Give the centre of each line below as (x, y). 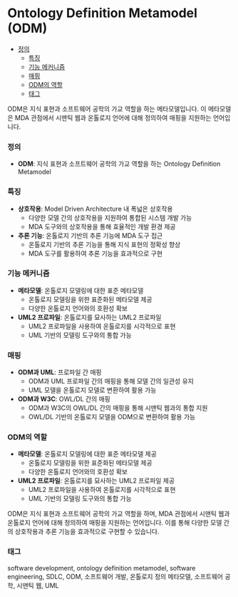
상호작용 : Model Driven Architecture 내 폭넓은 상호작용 (95, 209)
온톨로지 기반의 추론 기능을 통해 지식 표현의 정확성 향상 (104, 244)
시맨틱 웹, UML (38, 585)
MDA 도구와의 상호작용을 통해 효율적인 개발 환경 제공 (102, 226)
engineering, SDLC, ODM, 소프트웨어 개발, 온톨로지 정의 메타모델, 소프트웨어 (115, 576)
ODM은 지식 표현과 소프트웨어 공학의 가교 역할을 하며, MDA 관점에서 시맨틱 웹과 (119, 514)
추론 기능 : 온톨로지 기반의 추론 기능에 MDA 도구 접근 (90, 235)
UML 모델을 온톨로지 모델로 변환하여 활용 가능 (92, 390)
